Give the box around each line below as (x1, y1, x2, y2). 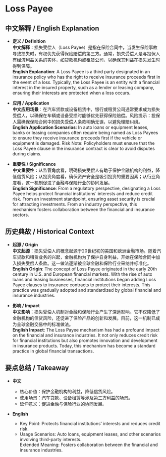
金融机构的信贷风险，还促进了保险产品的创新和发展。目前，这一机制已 (12, 315, 156, 321)
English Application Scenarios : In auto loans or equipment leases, (12, 124, 149, 130)
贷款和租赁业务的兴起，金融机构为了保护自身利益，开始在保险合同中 (16, 254, 156, 260)
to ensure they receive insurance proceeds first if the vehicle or (12, 135, 142, 141)
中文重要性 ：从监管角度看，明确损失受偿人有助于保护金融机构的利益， (12, 167, 156, 173)
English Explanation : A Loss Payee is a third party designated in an (12, 69, 150, 75)
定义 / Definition (12, 38, 46, 44)
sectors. (12, 212, 29, 218)
